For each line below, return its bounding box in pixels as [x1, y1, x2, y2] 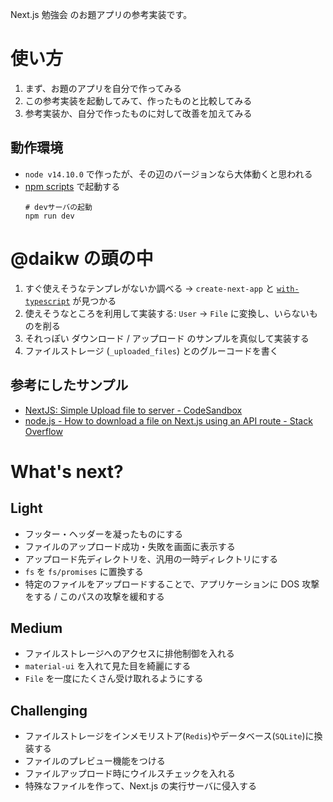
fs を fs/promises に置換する [24, 565, 144, 577]
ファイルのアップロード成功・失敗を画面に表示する [24, 540, 236, 552]
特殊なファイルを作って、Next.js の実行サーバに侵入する [24, 780, 257, 792]
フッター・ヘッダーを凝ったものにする [24, 528, 183, 540]
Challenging [10, 702, 88, 719]
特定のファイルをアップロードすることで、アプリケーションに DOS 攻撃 [24, 578, 320, 590]
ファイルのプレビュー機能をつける [24, 755, 166, 767]
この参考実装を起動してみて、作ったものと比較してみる [24, 94, 253, 107]
